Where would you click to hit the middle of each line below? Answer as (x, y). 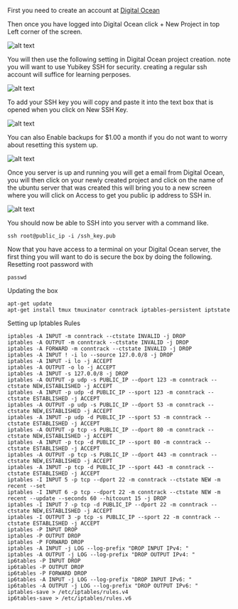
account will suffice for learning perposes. (69, 75)
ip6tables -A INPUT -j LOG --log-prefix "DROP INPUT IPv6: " (100, 580)
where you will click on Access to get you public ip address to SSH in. (109, 195)
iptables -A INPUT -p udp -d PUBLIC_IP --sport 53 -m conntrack (104, 417)
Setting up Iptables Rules (44, 323)
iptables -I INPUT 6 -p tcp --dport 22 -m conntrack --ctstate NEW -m (114, 492)
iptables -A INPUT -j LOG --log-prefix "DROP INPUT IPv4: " (98, 548)
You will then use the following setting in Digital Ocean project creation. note (119, 59)
